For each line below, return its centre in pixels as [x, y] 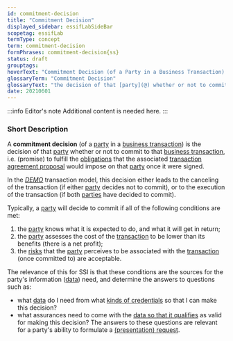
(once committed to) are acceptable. [69, 259]
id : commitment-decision [43, 14]
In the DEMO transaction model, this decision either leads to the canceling [113, 180]
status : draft [28, 59]
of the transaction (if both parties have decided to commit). [92, 195]
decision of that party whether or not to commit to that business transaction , [116, 152]
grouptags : [23, 65]
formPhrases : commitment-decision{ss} [63, 53]
